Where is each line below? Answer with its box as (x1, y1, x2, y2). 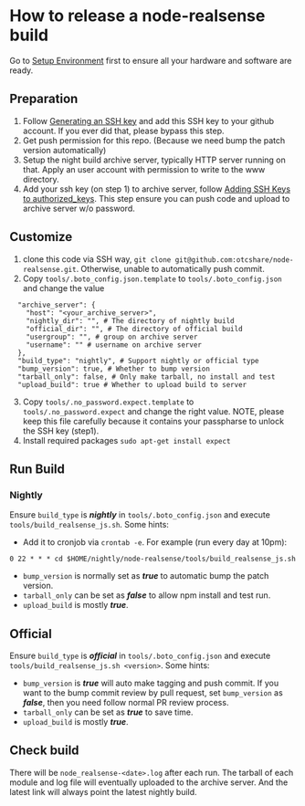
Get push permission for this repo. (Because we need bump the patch (22, 134, 286, 146)
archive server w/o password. (22, 203, 135, 214)
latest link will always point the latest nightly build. (9, 786, 198, 797)
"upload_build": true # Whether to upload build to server (17, 380, 247, 389)
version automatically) (22, 144, 107, 155)
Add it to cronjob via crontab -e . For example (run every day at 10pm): (22, 537, 288, 548)
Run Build (9, 461, 66, 476)
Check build (9, 743, 79, 759)
